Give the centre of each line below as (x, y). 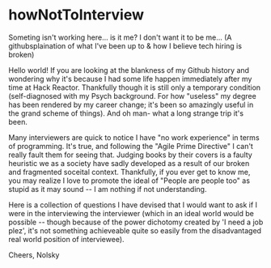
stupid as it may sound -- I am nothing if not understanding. (108, 189)
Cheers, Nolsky (34, 255)
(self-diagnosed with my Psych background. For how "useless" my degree (132, 96)
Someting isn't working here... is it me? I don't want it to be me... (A (120, 37)
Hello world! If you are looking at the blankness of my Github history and (129, 70)
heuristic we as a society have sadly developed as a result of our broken (129, 163)
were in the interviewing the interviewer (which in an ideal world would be (131, 213)
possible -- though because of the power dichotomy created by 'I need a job (136, 222)
